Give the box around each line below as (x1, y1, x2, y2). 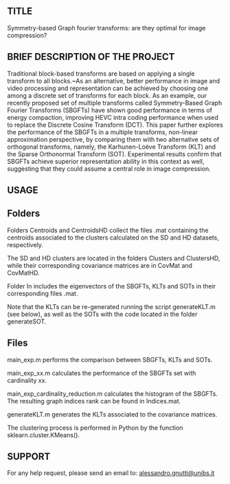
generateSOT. (7, 317, 47, 326)
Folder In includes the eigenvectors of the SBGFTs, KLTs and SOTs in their (7, 282, 216, 290)
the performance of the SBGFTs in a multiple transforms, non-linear (7, 127, 198, 136)
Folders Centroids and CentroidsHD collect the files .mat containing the (7, 226, 209, 234)
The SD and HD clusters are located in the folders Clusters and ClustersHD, (7, 254, 220, 262)
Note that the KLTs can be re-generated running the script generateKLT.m (7, 302, 216, 311)
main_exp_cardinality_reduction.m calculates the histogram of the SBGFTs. (7, 389, 218, 398)
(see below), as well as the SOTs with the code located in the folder (7, 310, 198, 318)
